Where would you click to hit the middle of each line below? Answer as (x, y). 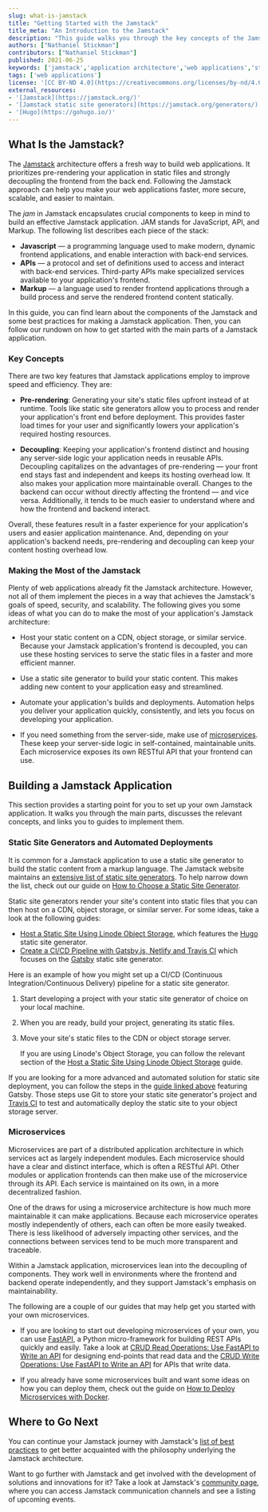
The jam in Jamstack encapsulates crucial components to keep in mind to (129, 213)
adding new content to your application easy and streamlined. (121, 687)
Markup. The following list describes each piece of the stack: (109, 230)
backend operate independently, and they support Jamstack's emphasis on (132, 1282)
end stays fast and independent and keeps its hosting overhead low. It (135, 475)
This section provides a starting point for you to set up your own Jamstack (130, 805)
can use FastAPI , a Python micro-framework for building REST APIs (130, 1338)
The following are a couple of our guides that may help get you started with (132, 1306)
